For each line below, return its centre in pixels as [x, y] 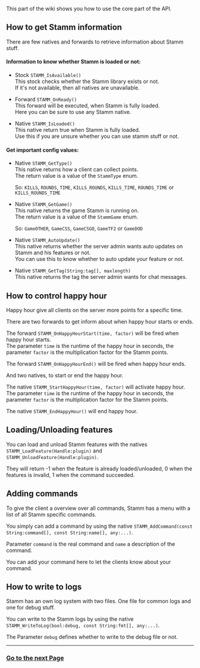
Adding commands [42, 494]
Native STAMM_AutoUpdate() [47, 240]
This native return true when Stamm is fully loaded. [77, 130]
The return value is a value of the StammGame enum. [76, 217]
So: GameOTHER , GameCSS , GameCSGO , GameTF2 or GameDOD [79, 229]
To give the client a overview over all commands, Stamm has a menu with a [98, 508]
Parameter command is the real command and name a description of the [91, 544]
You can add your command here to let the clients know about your [89, 562]
